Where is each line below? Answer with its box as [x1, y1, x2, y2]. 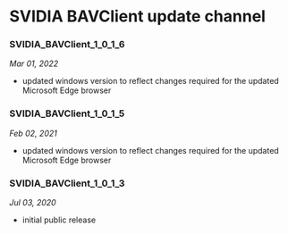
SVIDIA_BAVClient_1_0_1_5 [9, 107, 125, 120]
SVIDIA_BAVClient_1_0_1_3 [9, 177, 125, 189]
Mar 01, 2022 [9, 58, 59, 69]
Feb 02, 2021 [9, 128, 58, 138]
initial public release [21, 214, 97, 225]
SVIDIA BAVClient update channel [9, 6, 267, 27]
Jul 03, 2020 [9, 197, 56, 208]
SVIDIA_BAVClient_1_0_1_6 [9, 38, 125, 51]
